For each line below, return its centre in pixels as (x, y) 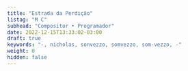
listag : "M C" (27, 20)
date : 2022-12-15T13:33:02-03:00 (55, 32)
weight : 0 (21, 51)
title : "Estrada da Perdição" (50, 13)
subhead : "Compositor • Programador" (61, 26)
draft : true (24, 39)
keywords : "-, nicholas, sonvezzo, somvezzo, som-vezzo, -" (95, 45)
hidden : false (27, 57)
